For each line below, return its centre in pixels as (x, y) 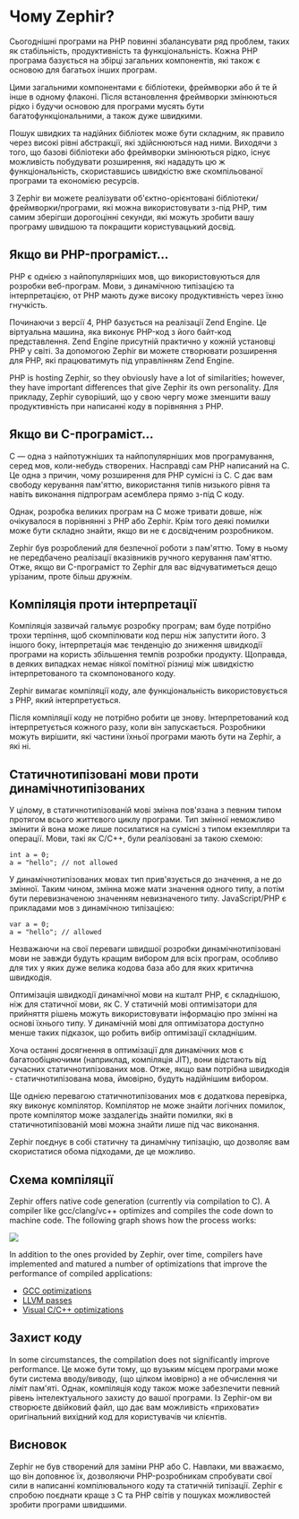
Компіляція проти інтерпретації (103, 604)
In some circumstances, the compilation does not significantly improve (140, 1360)
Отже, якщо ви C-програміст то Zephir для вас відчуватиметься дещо (143, 567)
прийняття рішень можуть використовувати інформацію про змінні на (144, 1014)
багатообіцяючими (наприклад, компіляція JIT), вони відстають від (138, 1060)
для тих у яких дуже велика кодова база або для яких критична (131, 968)
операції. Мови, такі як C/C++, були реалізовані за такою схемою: (136, 838)
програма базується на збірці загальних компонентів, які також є (135, 60)
